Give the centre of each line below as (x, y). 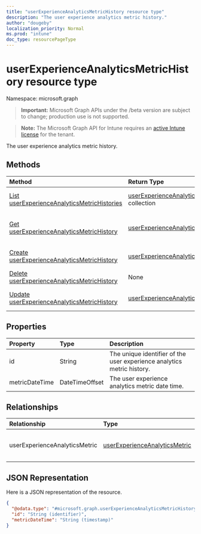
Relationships (32, 407)
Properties (26, 327)
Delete (19, 273)
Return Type (146, 181)
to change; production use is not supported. (75, 116)
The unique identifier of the (148, 354)
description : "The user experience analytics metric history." (87, 17)
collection (142, 203)
